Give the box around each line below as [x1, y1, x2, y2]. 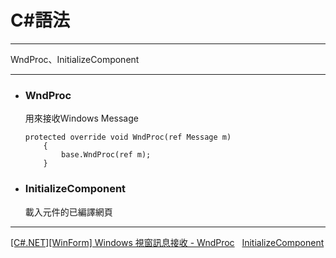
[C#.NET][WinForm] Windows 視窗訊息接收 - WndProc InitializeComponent [10, 236, 325, 248]
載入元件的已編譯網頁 [24, 206, 113, 218]
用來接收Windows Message [24, 112, 139, 125]
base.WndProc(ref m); [61, 150, 152, 160]
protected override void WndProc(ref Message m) [24, 132, 232, 143]
